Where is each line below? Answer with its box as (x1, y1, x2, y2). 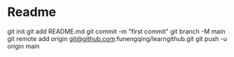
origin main (7, 42, 40, 50)
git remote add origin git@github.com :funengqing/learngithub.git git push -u (7, 34, 228, 42)
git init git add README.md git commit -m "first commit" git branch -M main (7, 27, 226, 35)
